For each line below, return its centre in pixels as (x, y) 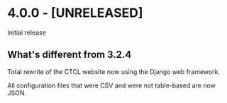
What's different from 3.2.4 (70, 55)
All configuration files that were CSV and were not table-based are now (112, 85)
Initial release (27, 32)
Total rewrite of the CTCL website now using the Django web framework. (113, 71)
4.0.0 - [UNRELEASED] (75, 13)
